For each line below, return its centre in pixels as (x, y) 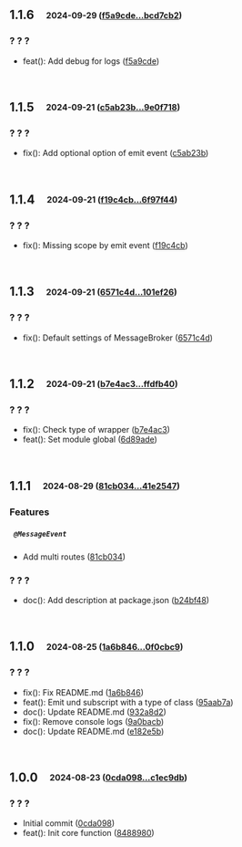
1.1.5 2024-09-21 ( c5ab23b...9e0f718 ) (95, 107)
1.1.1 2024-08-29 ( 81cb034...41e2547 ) (95, 486)
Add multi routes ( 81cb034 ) (74, 557)
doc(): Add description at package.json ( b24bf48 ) (116, 601)
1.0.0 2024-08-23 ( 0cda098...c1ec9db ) (99, 778)
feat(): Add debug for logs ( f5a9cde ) (91, 61)
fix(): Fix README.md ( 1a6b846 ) (83, 692)
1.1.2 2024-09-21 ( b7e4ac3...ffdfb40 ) (94, 384)
